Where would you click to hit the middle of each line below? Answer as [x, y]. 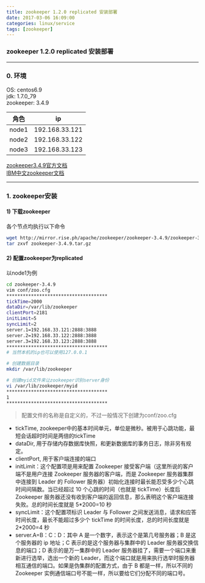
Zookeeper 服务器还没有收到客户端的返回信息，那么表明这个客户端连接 [104, 497]
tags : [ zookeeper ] [30, 29]
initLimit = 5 [21, 319]
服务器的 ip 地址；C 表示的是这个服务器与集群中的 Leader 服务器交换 [107, 543]
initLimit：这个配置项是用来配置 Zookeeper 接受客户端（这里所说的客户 [104, 466]
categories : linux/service [41, 23]
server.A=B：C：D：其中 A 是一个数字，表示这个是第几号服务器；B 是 [103, 535]
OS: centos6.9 [24, 90]
